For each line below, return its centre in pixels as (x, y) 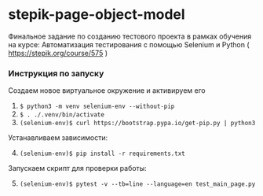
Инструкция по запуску (56, 73)
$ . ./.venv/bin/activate (62, 115)
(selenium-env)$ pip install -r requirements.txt (102, 154)
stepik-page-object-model (97, 15)
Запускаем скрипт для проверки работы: (77, 168)
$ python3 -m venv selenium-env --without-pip (97, 107)
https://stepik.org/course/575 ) (58, 53)
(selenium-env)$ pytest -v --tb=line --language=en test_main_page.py (137, 184)
